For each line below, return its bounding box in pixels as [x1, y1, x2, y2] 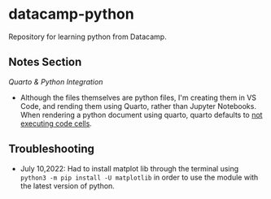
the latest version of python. [20, 180, 116, 191]
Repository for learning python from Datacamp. [8, 32, 167, 41]
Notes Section [8, 55, 82, 69]
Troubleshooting [8, 142, 95, 156]
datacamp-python [8, 5, 134, 24]
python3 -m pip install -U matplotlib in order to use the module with [20, 172, 259, 182]
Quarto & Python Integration [8, 76, 103, 86]
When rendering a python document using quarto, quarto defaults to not [20, 110, 263, 119]
